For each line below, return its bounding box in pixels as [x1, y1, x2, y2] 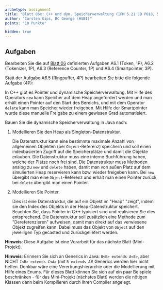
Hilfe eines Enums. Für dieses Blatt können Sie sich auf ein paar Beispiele [5, 269, 152, 274]
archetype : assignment [5, 7, 51, 12]
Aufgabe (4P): [5, 80, 33, 85]
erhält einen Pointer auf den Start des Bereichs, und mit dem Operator [5, 100, 145, 105]
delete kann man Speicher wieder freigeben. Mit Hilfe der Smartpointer [5, 105, 147, 111]
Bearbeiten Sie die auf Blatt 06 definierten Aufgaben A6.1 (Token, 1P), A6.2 [5, 60, 154, 66]
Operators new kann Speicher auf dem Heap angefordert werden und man [5, 94, 152, 100]
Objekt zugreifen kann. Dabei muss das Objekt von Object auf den [12, 224, 145, 230]
